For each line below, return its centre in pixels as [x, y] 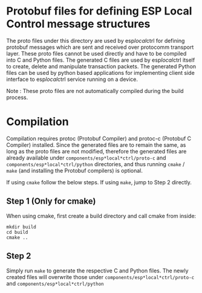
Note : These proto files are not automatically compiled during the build [95, 91]
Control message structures [78, 24]
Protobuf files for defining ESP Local [99, 11]
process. [17, 97]
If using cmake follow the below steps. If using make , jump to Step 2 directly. [99, 182]
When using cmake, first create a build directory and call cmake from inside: [101, 216]
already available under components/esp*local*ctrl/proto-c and [86, 158]
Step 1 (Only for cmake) [51, 201]
